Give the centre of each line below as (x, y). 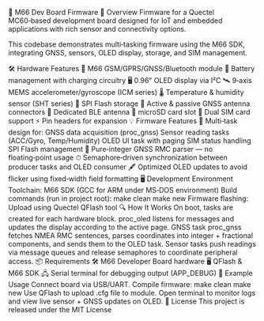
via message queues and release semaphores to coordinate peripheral (123, 252)
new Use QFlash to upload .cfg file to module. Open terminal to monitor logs (132, 293)
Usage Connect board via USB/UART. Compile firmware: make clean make (130, 284)
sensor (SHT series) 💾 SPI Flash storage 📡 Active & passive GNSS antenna (129, 104)
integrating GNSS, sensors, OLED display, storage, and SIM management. (128, 53)
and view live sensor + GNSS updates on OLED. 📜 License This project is (126, 301)
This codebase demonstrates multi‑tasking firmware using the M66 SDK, (126, 44)
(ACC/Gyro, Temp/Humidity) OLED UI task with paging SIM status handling (130, 141)
